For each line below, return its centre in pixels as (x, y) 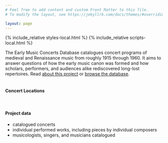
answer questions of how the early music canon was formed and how (77, 63)
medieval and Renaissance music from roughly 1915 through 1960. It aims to (83, 58)
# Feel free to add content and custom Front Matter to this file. (77, 10)
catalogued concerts (34, 124)
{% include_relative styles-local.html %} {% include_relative (67, 37)
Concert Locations (25, 90)
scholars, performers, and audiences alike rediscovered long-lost (72, 68)
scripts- (138, 37)
